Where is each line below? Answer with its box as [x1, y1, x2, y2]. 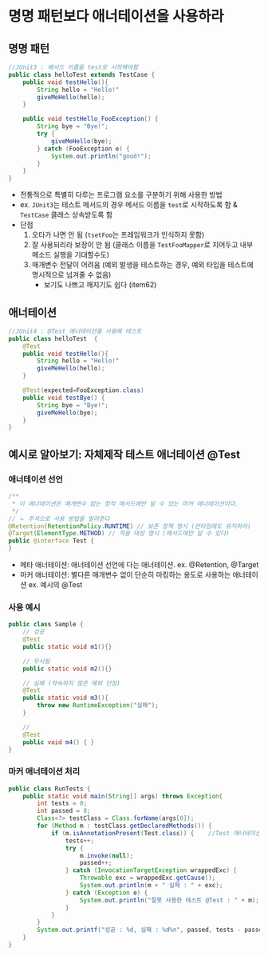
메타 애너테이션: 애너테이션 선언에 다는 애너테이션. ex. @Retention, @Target [19, 560, 259, 569]
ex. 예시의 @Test [28, 580, 83, 589]
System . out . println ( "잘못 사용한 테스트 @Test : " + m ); [79, 896, 259, 904]
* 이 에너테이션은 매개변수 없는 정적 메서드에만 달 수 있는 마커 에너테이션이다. [11, 499, 239, 508]
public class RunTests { [8, 785, 91, 793]
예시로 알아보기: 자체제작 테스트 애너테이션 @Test [8, 447, 241, 461]
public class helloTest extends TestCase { [8, 70, 156, 78]
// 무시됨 [22, 657, 50, 665]
